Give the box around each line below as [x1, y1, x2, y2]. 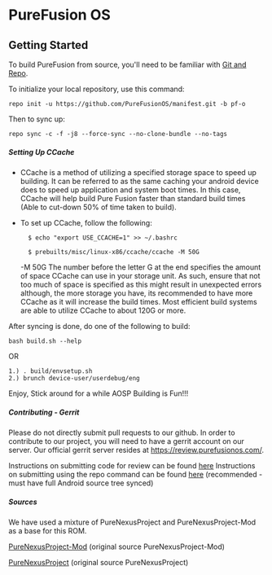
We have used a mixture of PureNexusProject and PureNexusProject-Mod [8, 517, 257, 527]
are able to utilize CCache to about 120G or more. [20, 305, 186, 315]
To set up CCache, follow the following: [20, 217, 152, 227]
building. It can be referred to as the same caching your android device [20, 176, 259, 186]
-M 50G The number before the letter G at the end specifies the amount [20, 262, 261, 272]
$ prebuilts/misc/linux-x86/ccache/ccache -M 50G [28, 248, 200, 256]
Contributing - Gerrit [8, 407, 80, 417]
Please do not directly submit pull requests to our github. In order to [8, 428, 235, 437]
